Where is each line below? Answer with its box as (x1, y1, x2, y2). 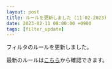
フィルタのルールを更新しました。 (6, 43, 92, 51)
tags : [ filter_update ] (6, 26, 64, 32)
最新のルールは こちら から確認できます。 (6, 56, 108, 64)
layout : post (6, 9, 40, 15)
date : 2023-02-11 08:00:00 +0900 (6, 20, 92, 26)
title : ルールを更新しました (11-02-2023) (6, 15, 107, 21)
